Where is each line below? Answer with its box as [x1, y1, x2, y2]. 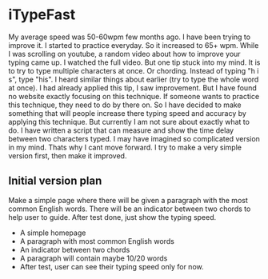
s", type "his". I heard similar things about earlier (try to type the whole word [8, 74, 259, 84]
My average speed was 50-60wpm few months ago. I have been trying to [8, 32, 250, 42]
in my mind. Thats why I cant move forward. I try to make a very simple [8, 142, 242, 152]
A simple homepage [19, 228, 86, 237]
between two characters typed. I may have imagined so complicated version [8, 134, 260, 143]
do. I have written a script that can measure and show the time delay [8, 126, 234, 135]
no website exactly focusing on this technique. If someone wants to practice [8, 91, 260, 101]
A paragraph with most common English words [19, 236, 174, 245]
